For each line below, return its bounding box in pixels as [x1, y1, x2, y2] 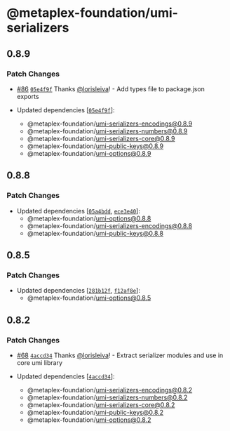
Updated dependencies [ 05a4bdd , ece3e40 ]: [16, 206, 141, 215]
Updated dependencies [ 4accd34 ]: [16, 372, 115, 380]
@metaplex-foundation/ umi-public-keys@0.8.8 [27, 229, 164, 237]
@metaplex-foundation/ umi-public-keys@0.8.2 [27, 408, 164, 416]
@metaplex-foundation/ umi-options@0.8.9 [27, 149, 151, 157]
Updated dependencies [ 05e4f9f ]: [16, 105, 115, 114]
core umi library [16, 358, 63, 366]
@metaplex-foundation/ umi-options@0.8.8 [27, 214, 151, 223]
